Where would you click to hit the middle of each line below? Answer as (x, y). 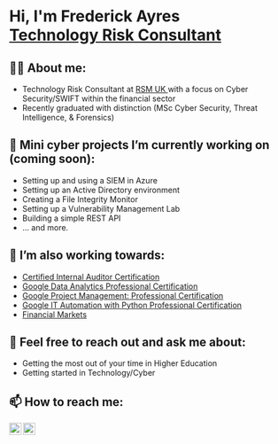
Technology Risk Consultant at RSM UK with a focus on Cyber (135, 89)
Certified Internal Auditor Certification (91, 277)
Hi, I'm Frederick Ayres (95, 16)
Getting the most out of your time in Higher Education (120, 363)
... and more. (45, 227)
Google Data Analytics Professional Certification (110, 286)
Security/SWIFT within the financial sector (99, 98)
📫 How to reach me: (66, 402)
